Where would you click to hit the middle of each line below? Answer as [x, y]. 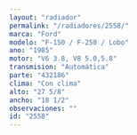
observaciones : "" [43, 108]
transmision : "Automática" [59, 67]
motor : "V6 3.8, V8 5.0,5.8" [63, 59]
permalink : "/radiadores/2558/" [69, 26]
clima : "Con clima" [45, 83]
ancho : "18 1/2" [39, 100]
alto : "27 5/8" [37, 91]
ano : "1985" [31, 51]
